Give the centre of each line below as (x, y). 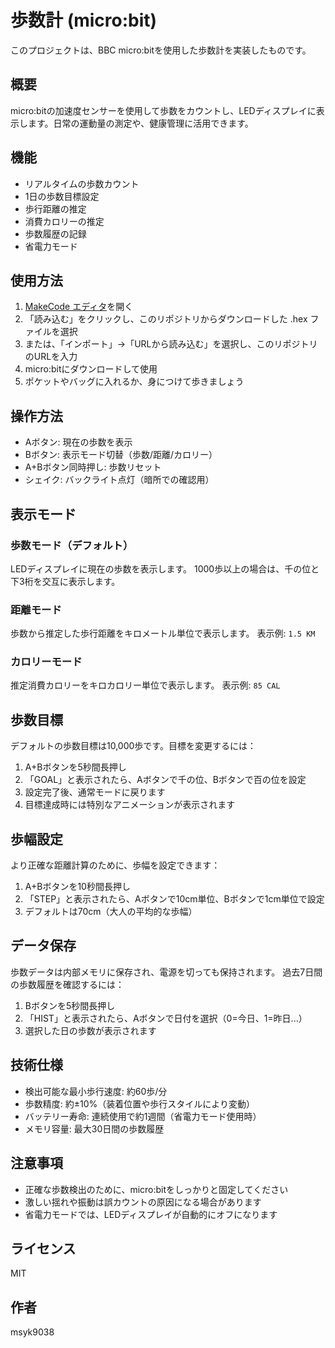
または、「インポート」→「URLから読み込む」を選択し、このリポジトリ (171, 344)
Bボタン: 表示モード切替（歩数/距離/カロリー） (121, 455)
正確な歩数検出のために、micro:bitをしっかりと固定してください (156, 1189)
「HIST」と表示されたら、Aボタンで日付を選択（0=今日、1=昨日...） (166, 1018)
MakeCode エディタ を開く (79, 307)
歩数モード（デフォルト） (72, 545)
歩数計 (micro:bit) (84, 20)
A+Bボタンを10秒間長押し (77, 887)
